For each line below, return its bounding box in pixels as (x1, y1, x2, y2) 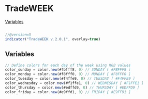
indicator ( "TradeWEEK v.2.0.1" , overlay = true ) (5, 37, 101, 41)
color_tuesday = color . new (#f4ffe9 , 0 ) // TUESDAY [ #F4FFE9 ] (5, 76, 135, 81)
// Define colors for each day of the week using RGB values (5, 63, 131, 68)
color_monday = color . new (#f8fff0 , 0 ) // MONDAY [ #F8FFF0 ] (5, 72, 131, 77)
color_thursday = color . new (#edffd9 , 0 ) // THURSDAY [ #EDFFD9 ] (5, 85, 139, 90)
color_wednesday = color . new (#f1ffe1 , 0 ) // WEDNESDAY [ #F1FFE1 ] (5, 81, 144, 86)
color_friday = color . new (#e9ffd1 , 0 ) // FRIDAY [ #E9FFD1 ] (5, 89, 131, 94)
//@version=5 (5, 32, 31, 37)
